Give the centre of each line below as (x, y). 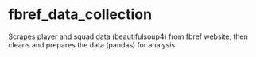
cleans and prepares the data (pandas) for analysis (92, 44)
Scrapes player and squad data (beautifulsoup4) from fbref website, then (128, 36)
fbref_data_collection (80, 15)
